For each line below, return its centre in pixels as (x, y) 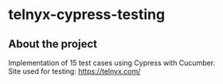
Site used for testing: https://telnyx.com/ (74, 71)
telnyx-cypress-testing (87, 15)
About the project (53, 44)
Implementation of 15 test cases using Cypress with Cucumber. (112, 63)
